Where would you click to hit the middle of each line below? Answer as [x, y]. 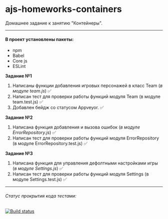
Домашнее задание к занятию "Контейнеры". [54, 23]
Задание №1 [19, 76]
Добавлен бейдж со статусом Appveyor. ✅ [58, 107]
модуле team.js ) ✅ [32, 91]
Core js [20, 61]
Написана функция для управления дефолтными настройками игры [85, 163]
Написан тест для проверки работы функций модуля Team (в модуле [86, 96]
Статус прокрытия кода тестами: [41, 195]
